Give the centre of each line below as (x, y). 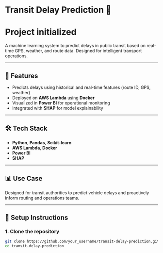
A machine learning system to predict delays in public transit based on (75, 46)
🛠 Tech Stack (26, 128)
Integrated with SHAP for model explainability (57, 108)
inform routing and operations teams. (42, 198)
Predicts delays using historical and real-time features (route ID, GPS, (81, 87)
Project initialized (41, 32)
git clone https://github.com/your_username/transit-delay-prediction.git (82, 242)
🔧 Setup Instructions (37, 217)
